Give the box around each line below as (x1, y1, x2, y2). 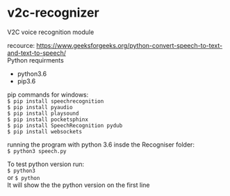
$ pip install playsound (7, 110, 79, 117)
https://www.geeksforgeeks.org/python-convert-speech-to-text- (36, 41, 223, 49)
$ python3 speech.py (7, 147, 67, 154)
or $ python (7, 173, 40, 181)
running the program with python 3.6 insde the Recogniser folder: (7, 140, 195, 149)
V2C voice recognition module (7, 28, 95, 36)
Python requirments (7, 56, 64, 64)
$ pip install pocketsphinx (7, 116, 89, 123)
